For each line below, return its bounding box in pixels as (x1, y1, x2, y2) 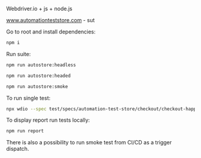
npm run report (6, 128, 44, 134)
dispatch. (6, 145, 29, 153)
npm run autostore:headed (6, 73, 71, 79)
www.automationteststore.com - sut (6, 17, 95, 23)
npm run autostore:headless (6, 62, 77, 68)
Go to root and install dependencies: (6, 28, 96, 35)
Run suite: (6, 50, 31, 57)
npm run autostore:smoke (6, 83, 68, 89)
